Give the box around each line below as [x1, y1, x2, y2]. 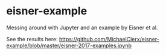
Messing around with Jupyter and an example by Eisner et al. [6, 24, 158, 31]
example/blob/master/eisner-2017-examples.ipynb [6, 42, 132, 49]
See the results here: [6, 35, 59, 42]
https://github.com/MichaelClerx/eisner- [59, 35, 160, 42]
